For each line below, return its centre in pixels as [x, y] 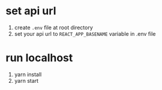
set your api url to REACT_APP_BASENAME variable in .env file [85, 33]
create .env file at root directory [54, 27]
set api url [31, 11]
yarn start [26, 80]
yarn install [28, 74]
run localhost [39, 58]
